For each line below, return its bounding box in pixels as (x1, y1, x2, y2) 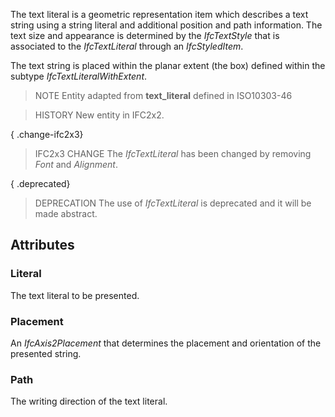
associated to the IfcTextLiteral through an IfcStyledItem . (10, 40, 244, 52)
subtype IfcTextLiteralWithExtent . (10, 70, 148, 82)
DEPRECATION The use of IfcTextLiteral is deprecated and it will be (34, 197, 312, 209)
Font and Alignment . (34, 159, 118, 170)
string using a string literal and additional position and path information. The (10, 19, 323, 31)
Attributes (10, 237, 75, 254)
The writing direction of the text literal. (10, 395, 168, 408)
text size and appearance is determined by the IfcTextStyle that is (10, 30, 280, 41)
